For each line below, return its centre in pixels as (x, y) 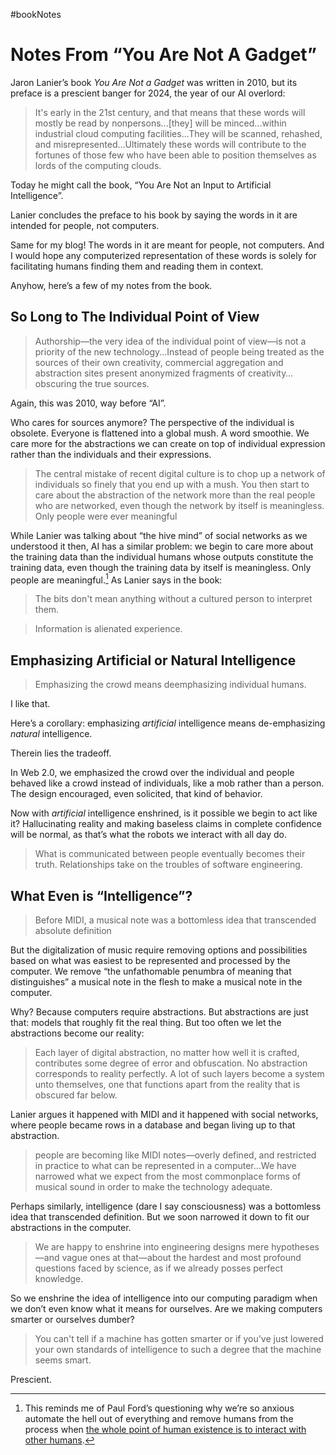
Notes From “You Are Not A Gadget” (163, 55)
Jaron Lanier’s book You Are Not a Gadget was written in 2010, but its (154, 82)
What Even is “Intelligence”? (101, 895)
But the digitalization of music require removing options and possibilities (159, 950)
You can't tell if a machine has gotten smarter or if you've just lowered (179, 1339)
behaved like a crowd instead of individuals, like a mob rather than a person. (167, 783)
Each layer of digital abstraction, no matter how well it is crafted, (167, 1053)
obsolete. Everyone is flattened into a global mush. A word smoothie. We (160, 433)
